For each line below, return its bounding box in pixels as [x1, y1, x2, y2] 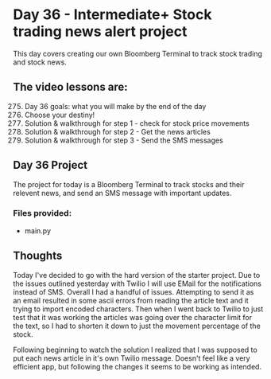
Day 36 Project [13, 158, 88, 172]
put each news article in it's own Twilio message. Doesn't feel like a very [13, 353, 250, 363]
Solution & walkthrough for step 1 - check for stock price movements [24, 118, 250, 128]
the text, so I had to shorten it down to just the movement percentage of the [13, 321, 261, 330]
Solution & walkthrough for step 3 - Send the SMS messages [24, 135, 223, 145]
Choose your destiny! [24, 110, 95, 119]
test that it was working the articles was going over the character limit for [13, 312, 253, 322]
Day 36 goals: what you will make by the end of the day [24, 101, 207, 111]
